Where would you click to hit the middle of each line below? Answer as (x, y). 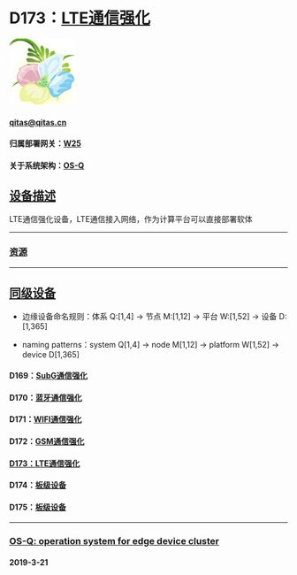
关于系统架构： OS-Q (47, 165)
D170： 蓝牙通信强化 (46, 397)
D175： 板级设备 (38, 507)
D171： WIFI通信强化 (46, 419)
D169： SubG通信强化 (49, 376)
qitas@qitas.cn (38, 122)
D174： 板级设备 (38, 485)
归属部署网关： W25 (46, 143)
